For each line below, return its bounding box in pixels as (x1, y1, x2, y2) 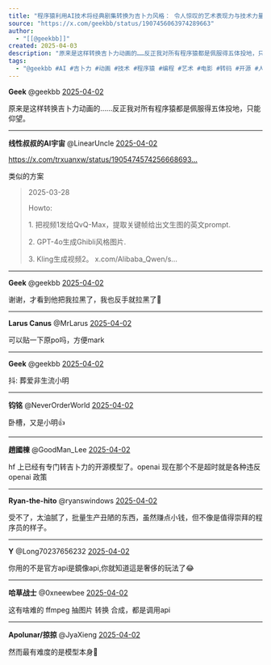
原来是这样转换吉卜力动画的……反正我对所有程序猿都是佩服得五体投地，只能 (8, 103, 261, 113)
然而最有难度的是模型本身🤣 (8, 646, 98, 656)
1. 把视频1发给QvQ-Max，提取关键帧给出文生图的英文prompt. (27, 219, 231, 229)
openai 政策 (8, 472, 48, 481)
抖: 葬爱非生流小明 (8, 375, 69, 385)
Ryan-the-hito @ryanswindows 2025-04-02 (8, 495, 157, 506)
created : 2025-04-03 (8, 42, 78, 50)
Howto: (27, 203, 52, 213)
